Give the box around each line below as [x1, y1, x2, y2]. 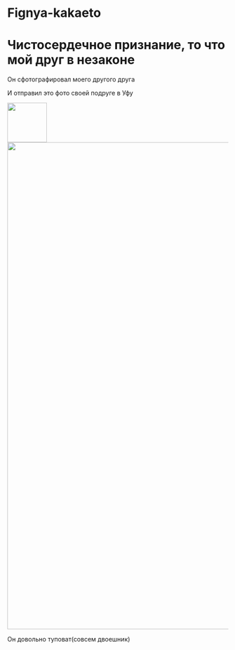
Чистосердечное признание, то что [7, 37, 226, 53]
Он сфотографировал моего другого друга [7, 75, 135, 84]
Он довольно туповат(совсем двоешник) [7, 635, 130, 644]
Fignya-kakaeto [7, 5, 102, 21]
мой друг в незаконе [7, 52, 135, 68]
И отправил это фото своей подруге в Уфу [7, 89, 133, 98]
